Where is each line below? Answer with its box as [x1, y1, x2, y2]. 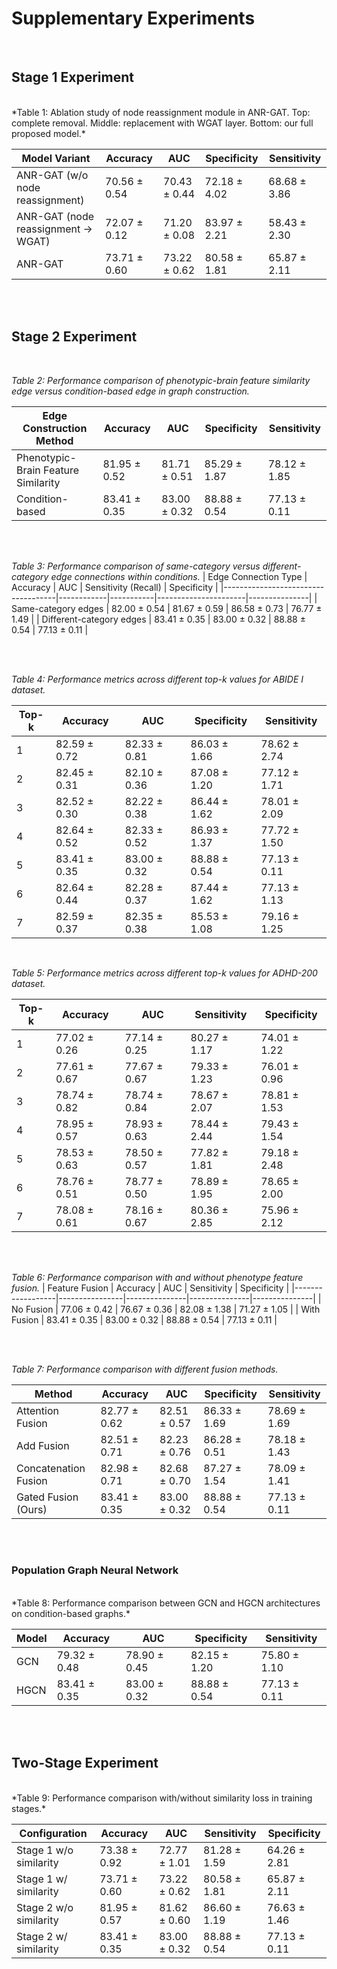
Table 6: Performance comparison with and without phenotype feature [11, 1271, 304, 1283]
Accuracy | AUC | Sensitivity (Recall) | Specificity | [11, 581, 219, 593]
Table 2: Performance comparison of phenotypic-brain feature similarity [11, 374, 311, 386]
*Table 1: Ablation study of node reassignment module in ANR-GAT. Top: [11, 106, 311, 118]
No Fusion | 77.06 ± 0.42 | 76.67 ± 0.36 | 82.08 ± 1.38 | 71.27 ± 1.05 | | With [11, 1303, 321, 1315]
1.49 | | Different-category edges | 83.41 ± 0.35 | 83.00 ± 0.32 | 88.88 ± [11, 613, 306, 625]
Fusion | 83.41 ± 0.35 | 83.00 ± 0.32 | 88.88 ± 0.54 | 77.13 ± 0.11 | [11, 1313, 278, 1326]
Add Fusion [16, 1438, 70, 1452]
